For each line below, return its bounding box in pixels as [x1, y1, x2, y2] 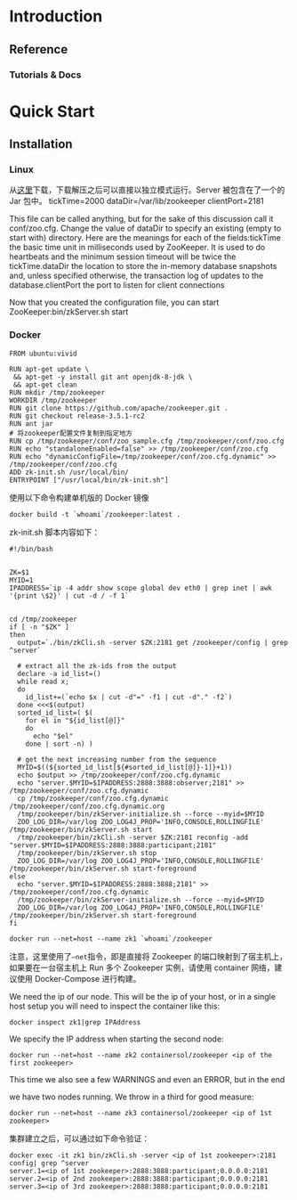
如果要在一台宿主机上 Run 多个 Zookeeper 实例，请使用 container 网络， [9, 962, 275, 973]
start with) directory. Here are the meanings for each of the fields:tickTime [9, 233, 282, 243]
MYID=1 [9, 576, 34, 584]
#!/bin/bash [9, 544, 53, 553]
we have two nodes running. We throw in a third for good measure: [9, 1091, 254, 1102]
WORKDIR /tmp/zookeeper [9, 396, 98, 404]
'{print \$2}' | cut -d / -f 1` [9, 591, 129, 600]
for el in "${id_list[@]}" [25, 715, 125, 725]
